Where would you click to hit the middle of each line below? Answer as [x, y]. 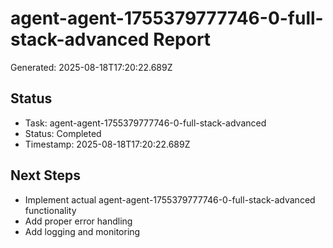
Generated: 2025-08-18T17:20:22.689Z [91, 67]
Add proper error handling [78, 221]
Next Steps [45, 175]
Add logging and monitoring [82, 231]
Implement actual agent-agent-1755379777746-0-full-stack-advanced [170, 199]
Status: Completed [63, 133]
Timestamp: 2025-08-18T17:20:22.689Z [107, 144]
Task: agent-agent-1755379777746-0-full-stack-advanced [145, 123]
